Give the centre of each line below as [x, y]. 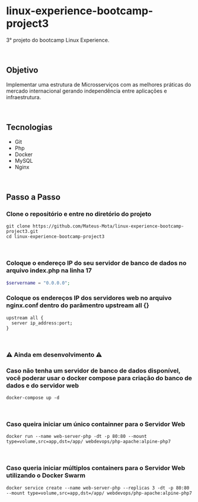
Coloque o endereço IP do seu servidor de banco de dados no [96, 263]
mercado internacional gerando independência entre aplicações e [87, 91]
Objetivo [22, 70]
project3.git [22, 232]
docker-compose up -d [33, 397]
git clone [18, 226]
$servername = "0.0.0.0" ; [38, 283]
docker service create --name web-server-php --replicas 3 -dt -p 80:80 [98, 488]
